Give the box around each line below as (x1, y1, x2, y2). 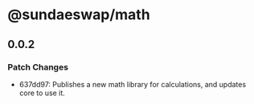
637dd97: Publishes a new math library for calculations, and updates (18, 79, 247, 89)
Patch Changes (7, 62, 69, 73)
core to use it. (18, 88, 65, 98)
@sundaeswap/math (7, 6, 150, 24)
